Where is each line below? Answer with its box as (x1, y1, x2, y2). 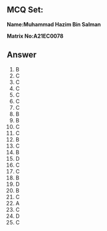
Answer (7, 50, 37, 60)
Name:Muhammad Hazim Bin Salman (7, 20, 101, 28)
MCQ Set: (7, 5, 44, 15)
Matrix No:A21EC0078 (7, 32, 64, 40)
